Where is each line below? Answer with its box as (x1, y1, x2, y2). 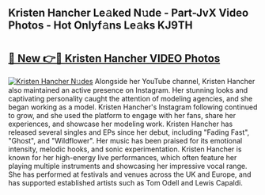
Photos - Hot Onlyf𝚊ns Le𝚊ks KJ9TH (8, 19, 193, 32)
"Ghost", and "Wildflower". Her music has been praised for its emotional (8, 136, 243, 145)
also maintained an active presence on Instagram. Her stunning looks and (8, 86, 248, 94)
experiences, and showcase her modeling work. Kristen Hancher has (8, 119, 233, 128)
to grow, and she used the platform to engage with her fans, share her (8, 111, 237, 120)
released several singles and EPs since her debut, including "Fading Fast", (8, 128, 250, 137)
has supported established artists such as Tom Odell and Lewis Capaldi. (8, 178, 243, 187)
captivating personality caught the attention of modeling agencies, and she (8, 94, 253, 103)
